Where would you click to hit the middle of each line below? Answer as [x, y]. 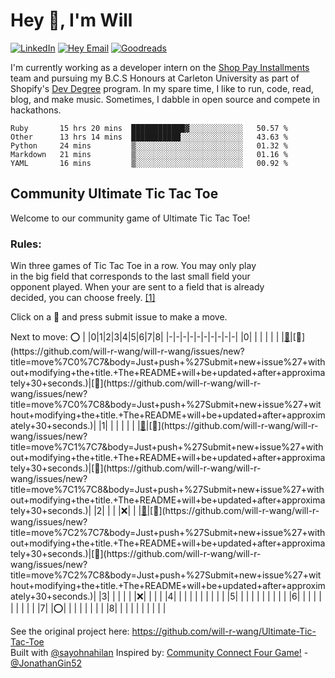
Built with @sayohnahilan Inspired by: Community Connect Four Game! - [159, 653]
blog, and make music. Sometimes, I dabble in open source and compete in [165, 99]
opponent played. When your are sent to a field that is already [137, 287]
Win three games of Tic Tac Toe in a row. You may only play [133, 266]
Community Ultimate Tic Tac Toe [114, 194]
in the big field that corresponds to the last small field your [130, 276]
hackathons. [36, 110]
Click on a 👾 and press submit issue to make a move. [119, 317]
